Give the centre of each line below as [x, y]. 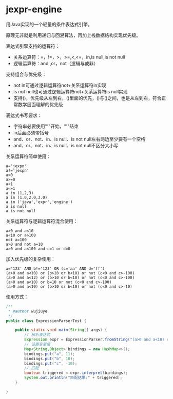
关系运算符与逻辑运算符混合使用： [42, 221]
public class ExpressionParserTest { [46, 321]
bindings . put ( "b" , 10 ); [50, 358]
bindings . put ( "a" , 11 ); [50, 354]
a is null [16, 206]
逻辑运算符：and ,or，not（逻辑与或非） [56, 63]
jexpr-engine [34, 9]
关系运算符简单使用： [28, 156]
